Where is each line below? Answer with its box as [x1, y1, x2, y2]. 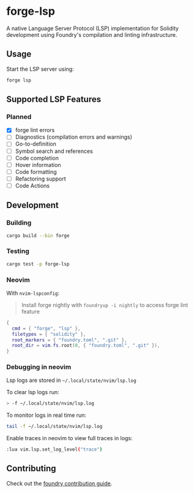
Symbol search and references [15, 147, 93, 155]
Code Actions [15, 182, 50, 189]
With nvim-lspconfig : [6, 289, 60, 297]
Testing [6, 247, 29, 255]
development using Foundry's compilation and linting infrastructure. [6, 31, 177, 38]
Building [6, 219, 32, 227]
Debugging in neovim [6, 363, 72, 371]
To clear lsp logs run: [6, 389, 59, 396]
